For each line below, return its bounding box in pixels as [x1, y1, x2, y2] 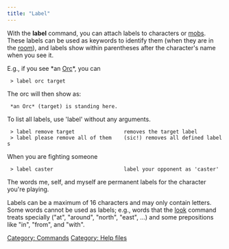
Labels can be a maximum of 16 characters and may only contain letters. [7, 198, 212, 206]
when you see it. [7, 51, 53, 59]
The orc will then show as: [7, 89, 82, 98]
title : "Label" [7, 10, 51, 17]
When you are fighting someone [7, 152, 98, 160]
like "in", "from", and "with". [7, 220, 85, 228]
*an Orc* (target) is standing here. [10, 102, 118, 110]
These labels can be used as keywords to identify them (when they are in [7, 36, 214, 45]
